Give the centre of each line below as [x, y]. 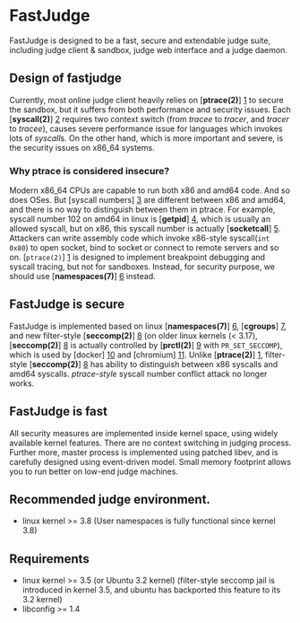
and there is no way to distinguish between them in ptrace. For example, [142, 210]
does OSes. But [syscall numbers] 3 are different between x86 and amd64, [148, 200]
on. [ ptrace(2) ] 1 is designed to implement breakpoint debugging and [137, 258]
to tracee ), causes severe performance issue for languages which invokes [146, 128]
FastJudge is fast [58, 412]
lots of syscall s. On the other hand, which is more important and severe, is [146, 138]
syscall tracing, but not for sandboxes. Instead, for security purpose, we [142, 267]
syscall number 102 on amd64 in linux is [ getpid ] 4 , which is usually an [140, 219]
